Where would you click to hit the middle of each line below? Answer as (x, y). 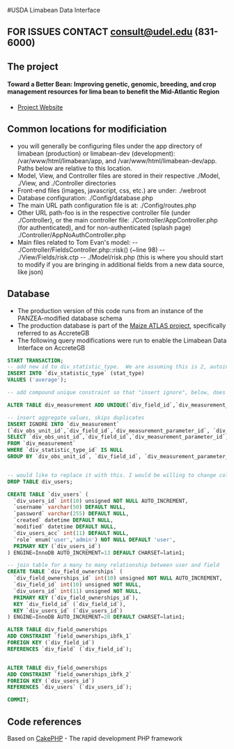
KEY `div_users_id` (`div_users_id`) (68, 611)
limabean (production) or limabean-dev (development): (96, 153)
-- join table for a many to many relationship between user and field (113, 565)
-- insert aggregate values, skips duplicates (76, 418)
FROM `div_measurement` (42, 444)
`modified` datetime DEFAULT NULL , (65, 527)
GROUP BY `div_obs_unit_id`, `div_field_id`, (74, 457)
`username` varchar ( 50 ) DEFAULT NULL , (70, 507)
